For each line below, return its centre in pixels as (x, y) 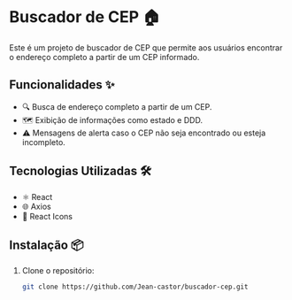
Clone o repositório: (58, 271)
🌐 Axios (36, 206)
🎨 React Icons (47, 216)
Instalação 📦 (46, 245)
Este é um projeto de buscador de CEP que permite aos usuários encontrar (146, 47)
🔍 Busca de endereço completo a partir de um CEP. (117, 106)
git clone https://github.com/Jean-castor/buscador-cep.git (135, 287)
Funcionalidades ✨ (62, 85)
